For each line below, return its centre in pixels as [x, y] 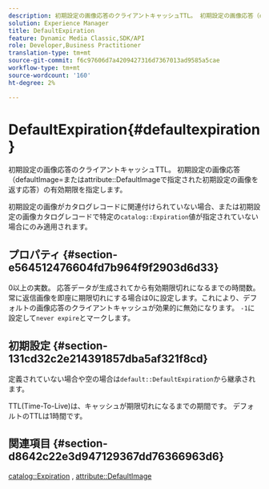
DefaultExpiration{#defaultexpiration [134, 129]
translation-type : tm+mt [50, 53]
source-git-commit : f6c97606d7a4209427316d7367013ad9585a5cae [114, 61]
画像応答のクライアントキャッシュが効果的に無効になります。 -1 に [145, 308]
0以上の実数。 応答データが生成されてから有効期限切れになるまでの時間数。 [134, 288]
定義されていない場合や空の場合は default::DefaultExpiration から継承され [132, 379]
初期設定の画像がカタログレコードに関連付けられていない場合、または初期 [131, 207]
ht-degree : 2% [32, 83]
